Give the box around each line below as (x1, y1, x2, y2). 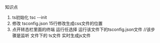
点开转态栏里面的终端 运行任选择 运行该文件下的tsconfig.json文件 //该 (12, 27, 151, 32)
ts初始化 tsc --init (12, 14, 47, 20)
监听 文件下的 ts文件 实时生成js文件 (20, 33, 91, 38)
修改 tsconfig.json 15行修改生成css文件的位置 (12, 21, 103, 26)
